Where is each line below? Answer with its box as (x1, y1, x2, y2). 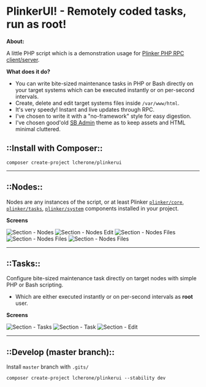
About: (6, 37, 25, 45)
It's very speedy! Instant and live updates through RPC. (15, 105, 155, 113)
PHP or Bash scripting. (6, 281, 64, 289)
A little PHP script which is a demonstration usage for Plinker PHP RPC (6, 49, 185, 56)
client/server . (6, 56, 40, 63)
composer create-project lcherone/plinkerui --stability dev (6, 375, 166, 381)
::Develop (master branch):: (6, 347, 115, 357)
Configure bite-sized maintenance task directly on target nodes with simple (6, 275, 197, 282)
